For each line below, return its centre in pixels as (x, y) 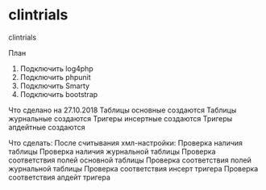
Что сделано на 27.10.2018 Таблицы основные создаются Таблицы (123, 110)
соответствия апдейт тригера (60, 177)
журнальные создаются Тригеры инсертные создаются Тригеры (121, 118)
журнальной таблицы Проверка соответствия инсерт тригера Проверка (133, 168)
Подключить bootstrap (59, 94)
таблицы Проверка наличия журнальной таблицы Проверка (112, 151)
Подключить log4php (57, 68)
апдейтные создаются (47, 127)
